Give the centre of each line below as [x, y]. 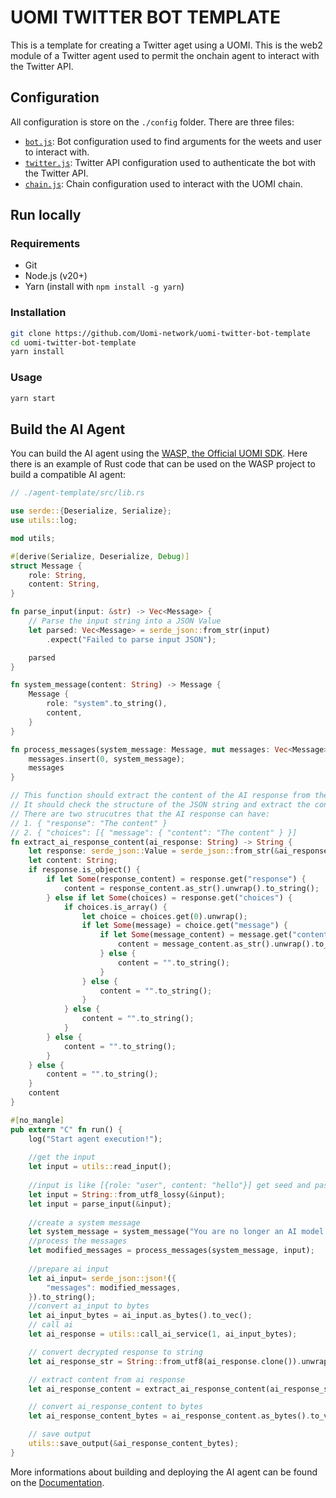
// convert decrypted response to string [115, 1352]
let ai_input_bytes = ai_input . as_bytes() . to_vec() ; [140, 1316]
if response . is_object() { [84, 870]
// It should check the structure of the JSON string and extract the [160, 805]
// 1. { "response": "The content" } [89, 823]
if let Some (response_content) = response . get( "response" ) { [176, 879]
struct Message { [46, 566]
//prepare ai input [69, 1269]
